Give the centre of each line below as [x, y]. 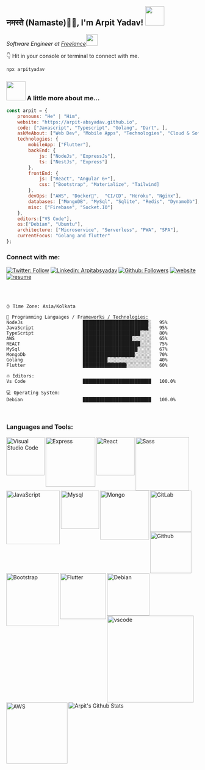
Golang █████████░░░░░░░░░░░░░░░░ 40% [87, 360]
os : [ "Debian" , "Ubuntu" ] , [50, 224]
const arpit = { [27, 111]
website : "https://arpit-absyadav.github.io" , [77, 122]
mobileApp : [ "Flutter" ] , [60, 145]
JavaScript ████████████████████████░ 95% [87, 328]
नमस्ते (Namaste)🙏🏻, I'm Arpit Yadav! [75, 23]
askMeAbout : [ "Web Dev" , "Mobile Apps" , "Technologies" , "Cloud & [103, 133]
